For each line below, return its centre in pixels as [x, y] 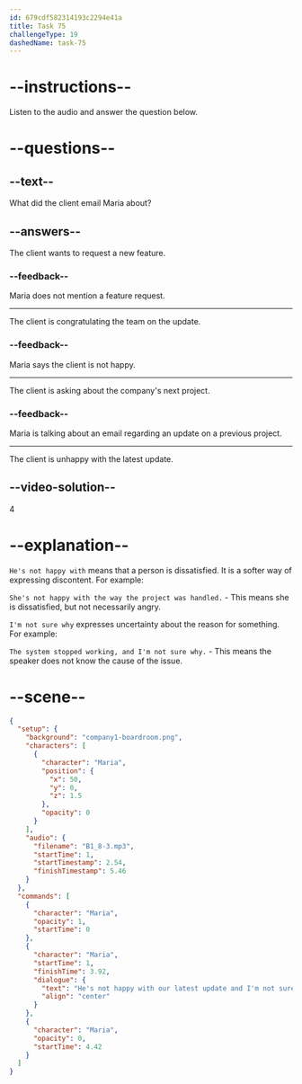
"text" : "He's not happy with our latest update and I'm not [159, 988]
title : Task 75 [38, 26]
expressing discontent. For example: [76, 580]
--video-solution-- [62, 488]
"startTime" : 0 [62, 930]
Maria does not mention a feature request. [87, 296]
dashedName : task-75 [48, 43]
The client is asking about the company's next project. [110, 390]
